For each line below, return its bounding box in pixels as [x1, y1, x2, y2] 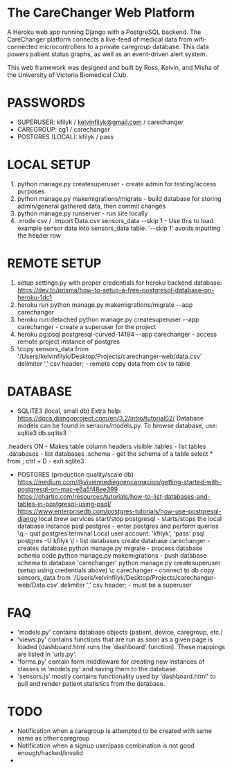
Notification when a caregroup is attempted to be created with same [17, 726, 213, 735]
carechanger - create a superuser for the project [17, 322, 157, 330]
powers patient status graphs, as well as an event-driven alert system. [7, 50, 208, 58]
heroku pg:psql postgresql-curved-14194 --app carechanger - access [17, 330, 217, 338]
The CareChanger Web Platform [7, 5, 195, 21]
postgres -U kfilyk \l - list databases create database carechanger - [17, 536, 211, 545]
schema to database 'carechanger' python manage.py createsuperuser [17, 558, 221, 567]
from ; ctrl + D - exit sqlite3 [7, 457, 84, 465]
